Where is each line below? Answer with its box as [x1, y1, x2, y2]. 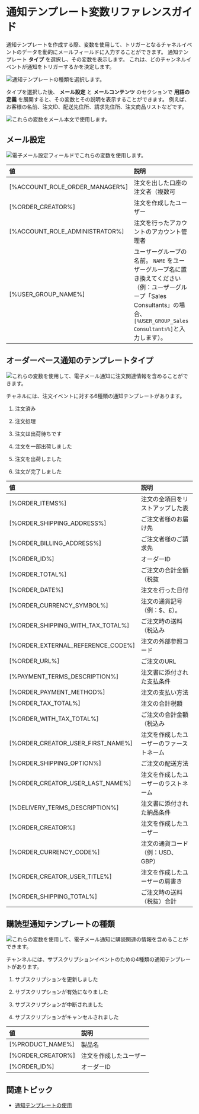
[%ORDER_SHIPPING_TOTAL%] [9, 892, 98, 901]
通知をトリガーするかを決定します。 [26, 63, 115, 70]
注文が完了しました [14, 468, 62, 475]
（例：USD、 [140, 848, 178, 856]
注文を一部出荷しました [14, 443, 72, 450]
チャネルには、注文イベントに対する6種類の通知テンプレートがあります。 [6, 392, 185, 399]
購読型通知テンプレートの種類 [6, 919, 115, 929]
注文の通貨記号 [140, 597, 182, 605]
